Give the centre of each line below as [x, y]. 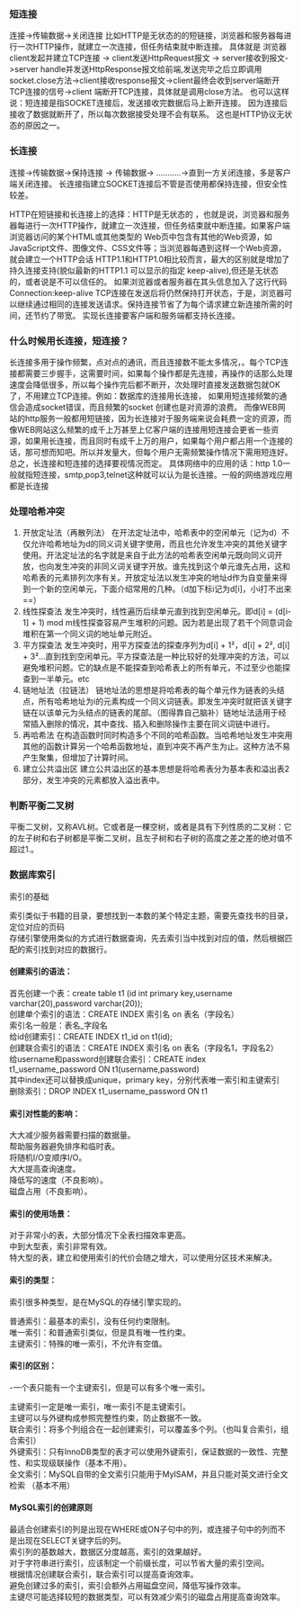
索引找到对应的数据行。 [68, 949]
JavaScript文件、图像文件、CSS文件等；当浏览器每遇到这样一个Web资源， [148, 247]
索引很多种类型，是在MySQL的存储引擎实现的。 [98, 1301]
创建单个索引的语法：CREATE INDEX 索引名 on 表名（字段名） [124, 1013]
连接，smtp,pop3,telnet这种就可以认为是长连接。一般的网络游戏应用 [166, 474]
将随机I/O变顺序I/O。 [48, 1157]
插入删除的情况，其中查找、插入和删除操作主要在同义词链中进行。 [152, 724]
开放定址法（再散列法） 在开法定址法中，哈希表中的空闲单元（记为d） [152, 533]
